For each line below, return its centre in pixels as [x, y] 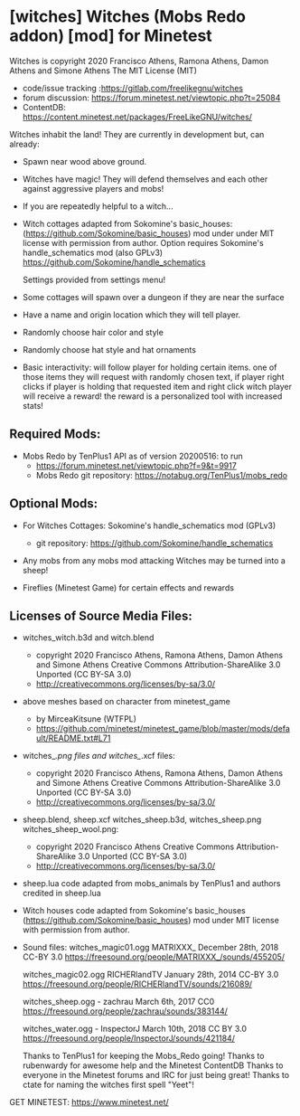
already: [24, 144]
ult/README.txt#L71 [73, 738]
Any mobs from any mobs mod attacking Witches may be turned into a [154, 560]
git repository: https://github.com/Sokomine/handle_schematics [155, 543]
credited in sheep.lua [61, 894]
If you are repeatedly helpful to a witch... [98, 206]
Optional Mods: [54, 504]
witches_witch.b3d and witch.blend [88, 638]
